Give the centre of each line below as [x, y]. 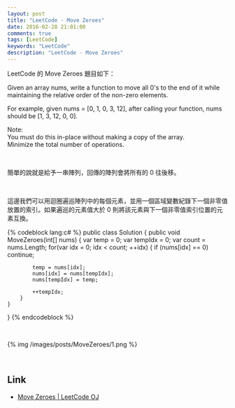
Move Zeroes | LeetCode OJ [58, 397]
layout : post [26, 14]
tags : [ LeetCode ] [33, 40]
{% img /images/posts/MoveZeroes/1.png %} [72, 344]
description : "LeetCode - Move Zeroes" [65, 53]
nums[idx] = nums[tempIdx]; [73, 274]
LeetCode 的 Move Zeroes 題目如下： [61, 73]
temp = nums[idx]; [59, 267]
